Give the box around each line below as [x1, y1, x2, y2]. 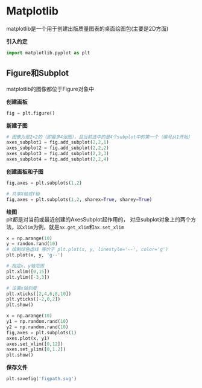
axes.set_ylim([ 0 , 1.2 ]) [6, 346, 66, 352]
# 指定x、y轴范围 [6, 263, 44, 269]
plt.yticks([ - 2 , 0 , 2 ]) [6, 296, 61, 302]
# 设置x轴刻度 [6, 285, 37, 291]
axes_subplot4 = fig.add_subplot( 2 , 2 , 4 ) [6, 156, 110, 162]
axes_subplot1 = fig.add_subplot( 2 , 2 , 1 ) [6, 139, 110, 145]
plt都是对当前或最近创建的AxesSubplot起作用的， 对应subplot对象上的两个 [6, 215, 191, 223]
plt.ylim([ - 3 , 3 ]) [6, 274, 50, 280]
